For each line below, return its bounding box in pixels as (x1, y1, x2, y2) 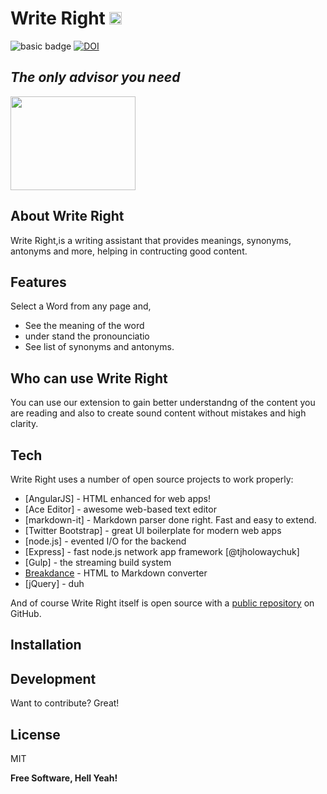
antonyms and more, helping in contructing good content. (10, 245, 248, 257)
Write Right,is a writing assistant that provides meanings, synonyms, (10, 234, 292, 246)
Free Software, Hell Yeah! (10, 772, 118, 784)
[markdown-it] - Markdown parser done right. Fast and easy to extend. (24, 514, 317, 526)
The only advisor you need (10, 69, 181, 86)
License (10, 726, 61, 743)
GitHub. (10, 608, 42, 619)
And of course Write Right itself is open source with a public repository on (10, 597, 315, 609)
